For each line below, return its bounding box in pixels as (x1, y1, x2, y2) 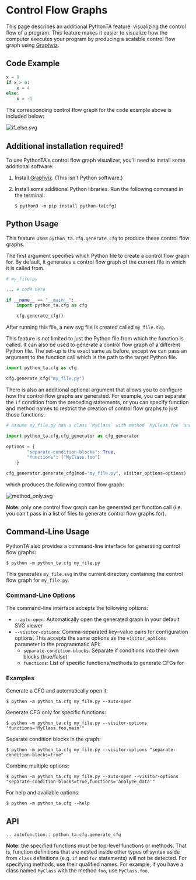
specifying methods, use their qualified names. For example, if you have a (6, 861, 184, 868)
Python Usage (6, 219, 59, 229)
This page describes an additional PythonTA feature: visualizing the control (6, 23, 187, 30)
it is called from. (6, 264, 45, 271)
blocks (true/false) (23, 653, 68, 660)
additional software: (6, 162, 54, 170)
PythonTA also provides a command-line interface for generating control (6, 543, 180, 550)
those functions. (6, 411, 45, 418)
